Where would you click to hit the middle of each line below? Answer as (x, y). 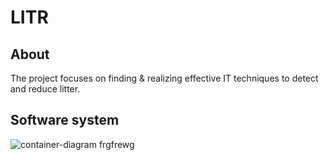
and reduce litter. (45, 89)
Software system (65, 120)
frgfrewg (116, 144)
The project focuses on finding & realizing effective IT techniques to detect (164, 78)
